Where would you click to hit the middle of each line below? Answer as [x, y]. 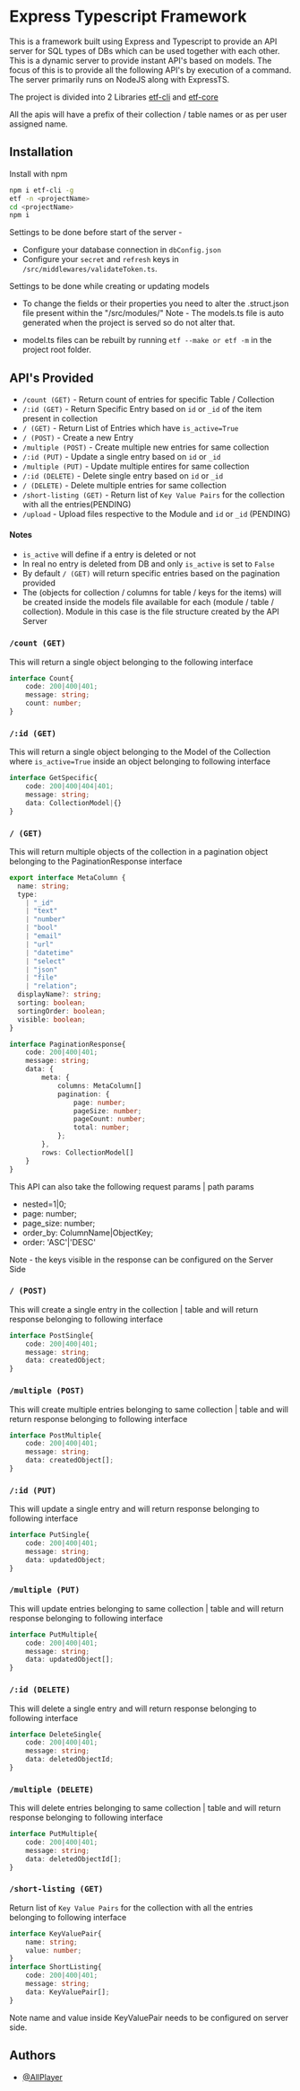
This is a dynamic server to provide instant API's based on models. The [141, 60]
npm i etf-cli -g [42, 190]
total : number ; [101, 1128]
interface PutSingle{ [50, 1535]
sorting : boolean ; [52, 1003]
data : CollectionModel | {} [74, 803]
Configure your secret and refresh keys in [100, 259]
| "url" [39, 944]
